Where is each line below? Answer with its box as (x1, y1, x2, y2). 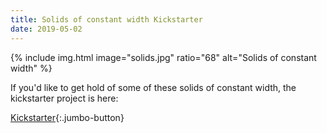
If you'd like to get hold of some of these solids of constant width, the (10, 81, 297, 93)
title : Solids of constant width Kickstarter (10, 14, 203, 25)
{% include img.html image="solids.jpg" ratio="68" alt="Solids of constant (10, 51, 317, 63)
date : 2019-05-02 (10, 24, 83, 34)
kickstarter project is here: (10, 92, 119, 104)
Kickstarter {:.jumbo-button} (10, 111, 125, 123)
